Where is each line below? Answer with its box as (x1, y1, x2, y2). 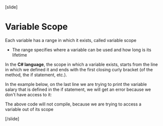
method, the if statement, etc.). (5, 72, 67, 78)
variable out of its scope (5, 106, 54, 112)
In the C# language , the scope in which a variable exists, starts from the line (5, 61, 158, 67)
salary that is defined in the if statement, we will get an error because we (5, 86, 151, 92)
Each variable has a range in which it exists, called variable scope (5, 37, 137, 43)
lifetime (12, 52, 27, 58)
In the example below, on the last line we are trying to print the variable (5, 81, 147, 87)
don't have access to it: (5, 91, 52, 97)
